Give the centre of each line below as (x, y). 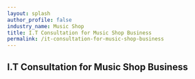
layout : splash (29, 13)
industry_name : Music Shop (46, 26)
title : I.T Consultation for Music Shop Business (80, 33)
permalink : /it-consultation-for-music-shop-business (86, 39)
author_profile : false (39, 20)
